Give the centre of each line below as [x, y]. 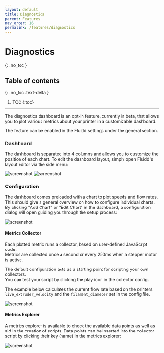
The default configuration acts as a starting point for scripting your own [77, 269]
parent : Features [23, 19]
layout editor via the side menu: [37, 165]
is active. [14, 260]
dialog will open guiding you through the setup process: [61, 212]
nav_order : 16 [20, 23]
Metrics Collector [23, 233]
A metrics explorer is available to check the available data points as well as [80, 326]
